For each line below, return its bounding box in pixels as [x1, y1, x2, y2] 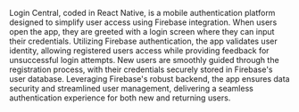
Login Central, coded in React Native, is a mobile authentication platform [9, 8, 276, 18]
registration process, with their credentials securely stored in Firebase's [9, 64, 273, 75]
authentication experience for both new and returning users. [9, 92, 231, 103]
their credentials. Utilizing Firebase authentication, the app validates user [9, 36, 278, 46]
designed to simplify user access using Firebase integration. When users [9, 17, 278, 28]
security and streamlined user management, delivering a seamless [9, 84, 254, 93]
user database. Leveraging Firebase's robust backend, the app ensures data [9, 74, 290, 84]
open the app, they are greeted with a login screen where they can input [9, 27, 275, 36]
